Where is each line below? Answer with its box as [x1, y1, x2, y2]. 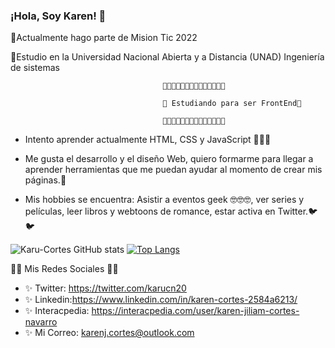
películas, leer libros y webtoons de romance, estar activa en [24, 205, 276, 218]
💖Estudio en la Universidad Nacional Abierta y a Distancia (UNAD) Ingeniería [10, 51, 325, 63]
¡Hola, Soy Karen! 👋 [10, 9, 107, 23]
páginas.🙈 [24, 174, 67, 186]
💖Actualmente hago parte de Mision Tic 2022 [10, 32, 198, 44]
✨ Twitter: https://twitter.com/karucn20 [24, 282, 187, 294]
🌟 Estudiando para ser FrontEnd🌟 [162, 99, 302, 109]
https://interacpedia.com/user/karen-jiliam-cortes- [91, 305, 300, 317]
